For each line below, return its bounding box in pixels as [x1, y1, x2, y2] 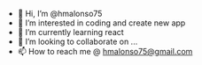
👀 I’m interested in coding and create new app [17, 18, 186, 28]
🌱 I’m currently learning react [17, 27, 124, 37]
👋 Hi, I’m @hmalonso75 [17, 9, 103, 18]
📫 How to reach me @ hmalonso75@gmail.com [17, 47, 193, 56]
